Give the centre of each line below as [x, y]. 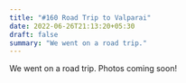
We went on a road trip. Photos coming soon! [93, 69]
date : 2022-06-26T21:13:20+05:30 [72, 26]
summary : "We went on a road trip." [78, 43]
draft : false [34, 34]
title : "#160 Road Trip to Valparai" [80, 18]
